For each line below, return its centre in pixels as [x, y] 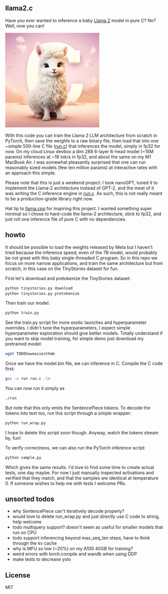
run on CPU [24, 533]
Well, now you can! [25, 26]
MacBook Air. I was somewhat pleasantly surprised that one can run [76, 162]
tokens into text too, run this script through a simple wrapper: [68, 413]
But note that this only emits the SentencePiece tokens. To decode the [78, 408]
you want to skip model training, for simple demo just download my [74, 339]
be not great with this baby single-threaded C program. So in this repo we [81, 258]
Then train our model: [28, 303]
